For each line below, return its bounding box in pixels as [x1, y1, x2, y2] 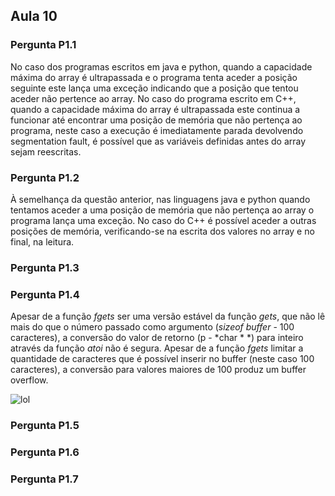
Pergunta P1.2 [10, 170, 80, 184]
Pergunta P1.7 [10, 472, 79, 486]
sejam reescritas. [10, 145, 82, 158]
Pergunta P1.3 [10, 260, 80, 274]
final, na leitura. [10, 235, 75, 248]
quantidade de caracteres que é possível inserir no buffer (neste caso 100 [10, 353, 315, 365]
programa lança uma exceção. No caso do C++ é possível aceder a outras [10, 214, 317, 226]
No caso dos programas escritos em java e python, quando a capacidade [10, 60, 313, 73]
